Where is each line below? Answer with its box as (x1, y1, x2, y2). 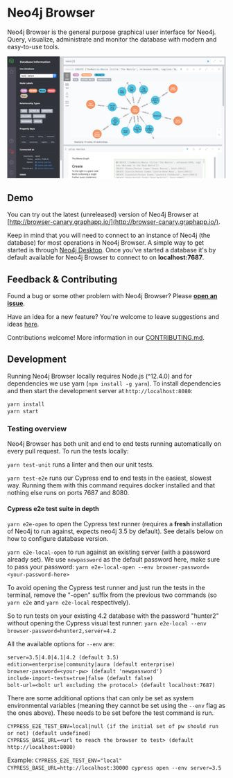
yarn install (7, 401, 45, 408)
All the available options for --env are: (7, 640, 115, 648)
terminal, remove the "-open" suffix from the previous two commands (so (7, 591, 217, 599)
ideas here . (7, 320, 40, 329)
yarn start (7, 408, 39, 415)
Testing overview (7, 424, 67, 433)
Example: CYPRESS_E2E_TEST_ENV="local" (7, 756, 123, 764)
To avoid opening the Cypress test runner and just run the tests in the (7, 584, 206, 592)
